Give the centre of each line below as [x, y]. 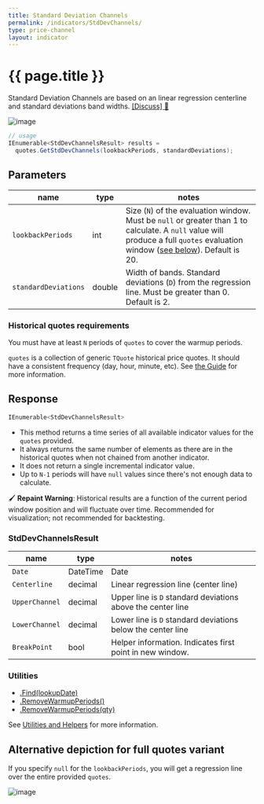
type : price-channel [42, 30]
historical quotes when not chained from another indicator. [114, 457]
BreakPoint [32, 647]
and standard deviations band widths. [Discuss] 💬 [88, 106]
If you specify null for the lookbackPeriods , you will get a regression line [125, 769]
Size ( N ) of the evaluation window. [188, 211]
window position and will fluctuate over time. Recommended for [111, 509]
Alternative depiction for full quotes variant [116, 749]
